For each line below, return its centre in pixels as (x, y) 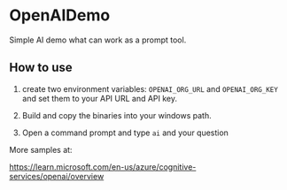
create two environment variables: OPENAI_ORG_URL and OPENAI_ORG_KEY (150, 88)
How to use (41, 68)
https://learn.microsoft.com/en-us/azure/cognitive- (103, 167)
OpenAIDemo (60, 15)
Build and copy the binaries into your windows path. (116, 115)
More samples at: (41, 149)
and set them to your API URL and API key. (100, 98)
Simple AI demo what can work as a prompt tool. (98, 40)
